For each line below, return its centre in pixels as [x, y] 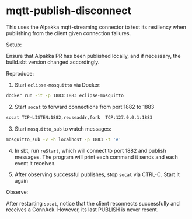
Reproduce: [20, 73]
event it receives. [35, 163]
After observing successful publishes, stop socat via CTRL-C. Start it [97, 174]
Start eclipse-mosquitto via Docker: [57, 85]
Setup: [14, 45]
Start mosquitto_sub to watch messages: [63, 129]
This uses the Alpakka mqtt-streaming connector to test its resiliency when [96, 27]
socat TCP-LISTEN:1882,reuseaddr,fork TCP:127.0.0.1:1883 [79, 117]
